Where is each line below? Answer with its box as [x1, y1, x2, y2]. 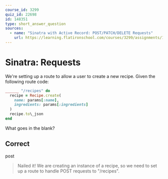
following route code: [5, 78, 49, 84]
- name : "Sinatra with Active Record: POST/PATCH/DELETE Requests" [9, 30, 153, 35]
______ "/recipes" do [5, 88, 50, 93]
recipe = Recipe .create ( [9, 93, 61, 98]
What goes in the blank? [5, 125, 55, 131]
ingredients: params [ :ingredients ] [14, 102, 88, 107]
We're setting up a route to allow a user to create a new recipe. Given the [5, 73, 155, 79]
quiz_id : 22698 [5, 12, 37, 17]
